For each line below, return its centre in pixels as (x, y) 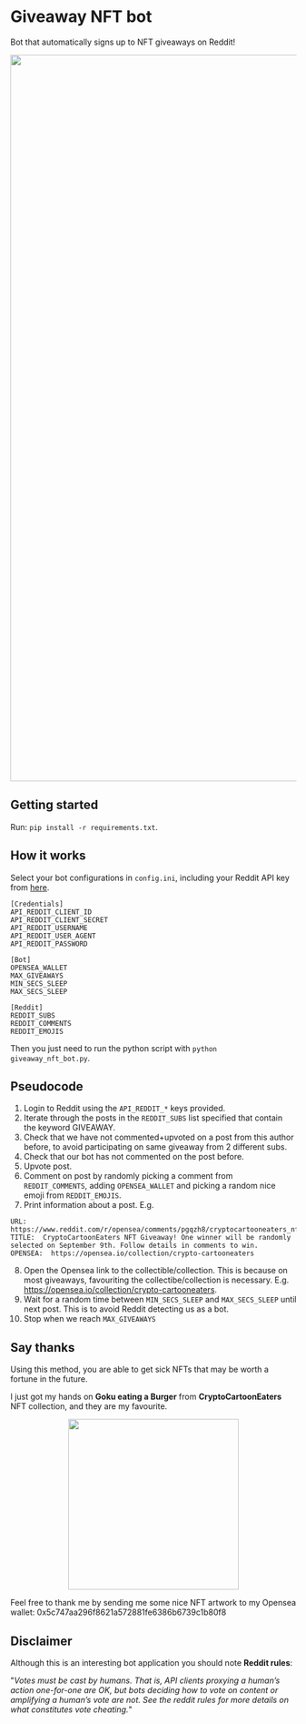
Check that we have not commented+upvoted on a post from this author (158, 1137)
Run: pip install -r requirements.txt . (84, 827)
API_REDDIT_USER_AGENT (53, 936)
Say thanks (43, 1348)
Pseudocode (47, 1086)
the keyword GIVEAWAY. (69, 1128)
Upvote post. (48, 1166)
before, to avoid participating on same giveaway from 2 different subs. (155, 1147)
